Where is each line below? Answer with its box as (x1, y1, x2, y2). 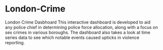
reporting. (5, 39, 25, 45)
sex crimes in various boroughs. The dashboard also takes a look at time (5, 29, 151, 35)
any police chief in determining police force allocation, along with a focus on (5, 24, 158, 30)
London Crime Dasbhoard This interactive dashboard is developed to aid (5, 19, 151, 25)
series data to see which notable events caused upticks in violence (5, 35, 140, 40)
